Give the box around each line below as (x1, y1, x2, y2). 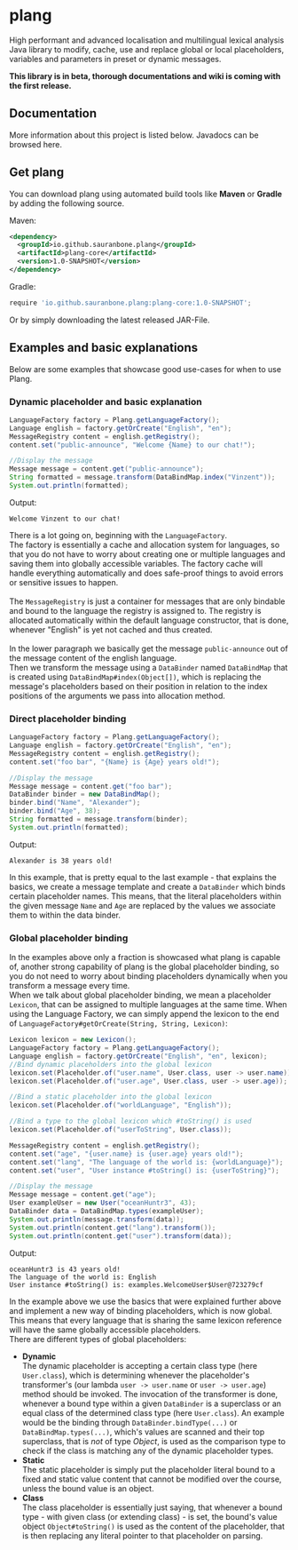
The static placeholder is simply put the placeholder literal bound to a (21, 1464, 276, 1474)
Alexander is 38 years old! (9, 856, 114, 865)
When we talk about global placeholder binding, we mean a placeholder (9, 990, 271, 1000)
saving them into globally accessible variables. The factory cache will (9, 558, 263, 568)
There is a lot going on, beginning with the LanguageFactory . (9, 529, 228, 540)
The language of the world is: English (9, 1272, 157, 1282)
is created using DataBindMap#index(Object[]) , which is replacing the (9, 672, 262, 682)
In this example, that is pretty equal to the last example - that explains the (9, 871, 277, 882)
